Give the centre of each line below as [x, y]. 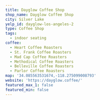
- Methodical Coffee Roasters [42, 62]
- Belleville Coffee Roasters [42, 66]
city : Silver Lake [25, 19]
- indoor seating [28, 38]
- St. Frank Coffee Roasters [41, 52]
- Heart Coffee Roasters [36, 47]
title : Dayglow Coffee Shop [35, 10]
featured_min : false [27, 90]
